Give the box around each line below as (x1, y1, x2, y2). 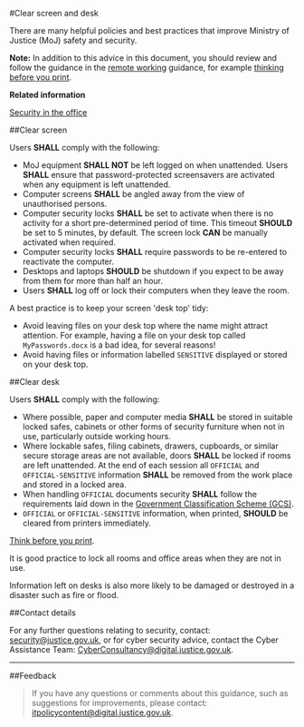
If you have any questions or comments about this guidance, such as (31, 688, 289, 698)
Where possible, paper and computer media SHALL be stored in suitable (22, 412, 293, 422)
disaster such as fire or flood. (9, 590, 119, 600)
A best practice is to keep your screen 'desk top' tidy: (9, 303, 209, 313)
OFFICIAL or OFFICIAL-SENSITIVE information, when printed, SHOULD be (22, 508, 289, 518)
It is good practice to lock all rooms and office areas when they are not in (9, 553, 282, 564)
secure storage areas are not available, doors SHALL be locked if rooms (22, 450, 291, 461)
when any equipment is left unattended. (22, 179, 171, 190)
